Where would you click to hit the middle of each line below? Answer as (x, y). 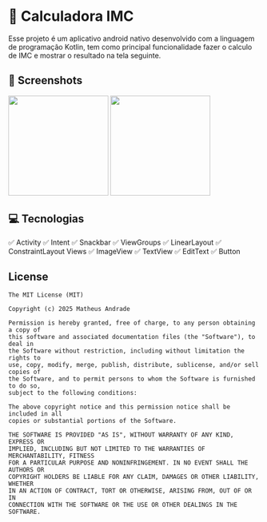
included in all (35, 414)
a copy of (25, 330)
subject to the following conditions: (73, 393)
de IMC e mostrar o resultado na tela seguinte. (85, 55)
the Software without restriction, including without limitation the (127, 351)
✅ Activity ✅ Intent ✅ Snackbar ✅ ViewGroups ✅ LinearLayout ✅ (115, 242)
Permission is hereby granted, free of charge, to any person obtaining (132, 323)
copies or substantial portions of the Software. (93, 421)
